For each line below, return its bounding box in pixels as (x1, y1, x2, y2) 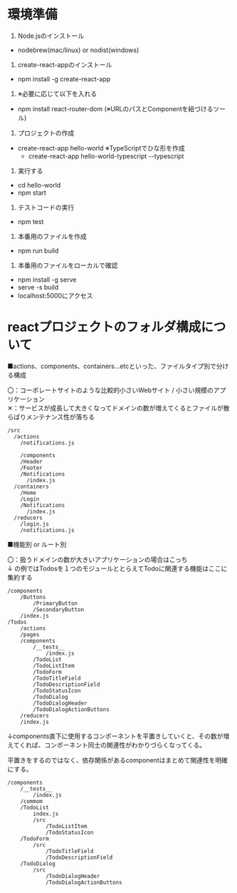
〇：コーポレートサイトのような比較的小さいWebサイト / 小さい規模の (7, 386, 214, 394)
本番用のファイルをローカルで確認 (17, 261, 118, 270)
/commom (20, 797, 43, 805)
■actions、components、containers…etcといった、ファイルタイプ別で (7, 362, 217, 370)
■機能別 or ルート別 (7, 540, 67, 548)
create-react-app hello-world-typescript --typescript (28, 151, 184, 160)
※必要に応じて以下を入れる (17, 89, 98, 98)
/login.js (20, 520, 50, 528)
